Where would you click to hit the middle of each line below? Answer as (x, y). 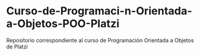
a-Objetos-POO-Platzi (63, 24)
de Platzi (17, 47)
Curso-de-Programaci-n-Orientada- (99, 11)
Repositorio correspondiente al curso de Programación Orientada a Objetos (100, 40)
